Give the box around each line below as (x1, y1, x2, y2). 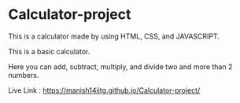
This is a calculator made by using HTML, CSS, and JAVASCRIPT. (8, 31, 220, 41)
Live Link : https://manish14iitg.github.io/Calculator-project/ (8, 85, 201, 95)
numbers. (8, 70, 39, 79)
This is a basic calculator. (8, 46, 90, 56)
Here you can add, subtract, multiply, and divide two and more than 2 (8, 61, 233, 72)
